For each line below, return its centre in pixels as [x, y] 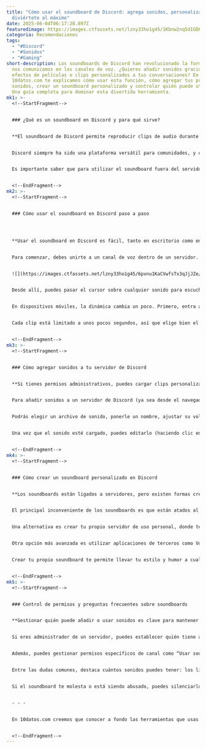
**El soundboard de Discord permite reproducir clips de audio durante [105, 136]
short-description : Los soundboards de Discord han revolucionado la [97, 63]
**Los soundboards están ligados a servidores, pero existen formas [101, 494]
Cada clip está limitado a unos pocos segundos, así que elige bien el [105, 323]
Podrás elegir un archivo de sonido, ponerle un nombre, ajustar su [101, 417]
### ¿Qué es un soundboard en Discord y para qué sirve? [86, 120]
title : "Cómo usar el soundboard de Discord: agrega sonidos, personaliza [104, 12]
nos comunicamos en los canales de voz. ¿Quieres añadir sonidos [97, 69]
